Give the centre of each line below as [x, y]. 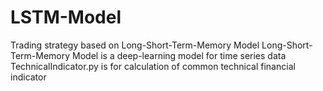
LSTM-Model [66, 17]
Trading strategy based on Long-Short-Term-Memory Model [135, 45]
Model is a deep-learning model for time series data [179, 55]
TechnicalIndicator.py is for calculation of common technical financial [153, 66]
